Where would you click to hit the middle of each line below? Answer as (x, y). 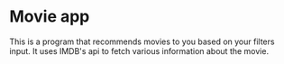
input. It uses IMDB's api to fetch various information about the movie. (139, 50)
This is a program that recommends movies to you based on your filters (142, 41)
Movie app (50, 17)
